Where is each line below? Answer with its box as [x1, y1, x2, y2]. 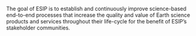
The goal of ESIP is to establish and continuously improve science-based [6, 5, 187, 12]
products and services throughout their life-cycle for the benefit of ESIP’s [6, 18, 187, 25]
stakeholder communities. [6, 24, 70, 31]
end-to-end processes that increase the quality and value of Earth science [6, 11, 191, 19]
